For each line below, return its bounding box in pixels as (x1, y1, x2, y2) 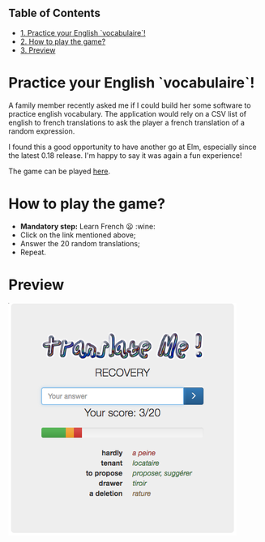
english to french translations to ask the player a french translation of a (8, 117, 246, 127)
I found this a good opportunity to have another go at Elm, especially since (8, 142, 257, 152)
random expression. (8, 126, 75, 136)
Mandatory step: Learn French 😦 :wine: (19, 221, 156, 231)
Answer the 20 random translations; (19, 238, 140, 248)
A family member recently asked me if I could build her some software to (8, 100, 251, 110)
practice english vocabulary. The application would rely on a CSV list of (8, 109, 247, 118)
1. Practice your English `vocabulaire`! (19, 28, 146, 37)
